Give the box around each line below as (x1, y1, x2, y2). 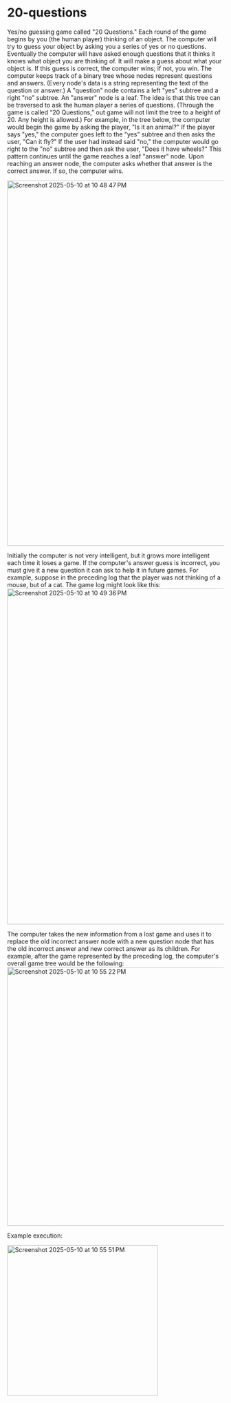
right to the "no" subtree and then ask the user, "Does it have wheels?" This (7, 145, 221, 153)
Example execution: (7, 1231, 63, 1240)
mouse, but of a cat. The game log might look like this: (7, 580, 161, 588)
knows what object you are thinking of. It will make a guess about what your (7, 57, 222, 65)
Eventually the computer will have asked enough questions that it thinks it (7, 50, 215, 58)
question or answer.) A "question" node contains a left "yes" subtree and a (7, 86, 219, 94)
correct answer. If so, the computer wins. (7, 167, 124, 175)
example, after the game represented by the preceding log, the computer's (7, 952, 219, 960)
